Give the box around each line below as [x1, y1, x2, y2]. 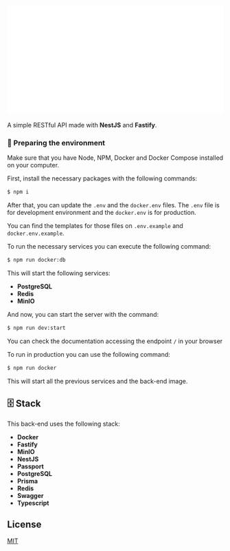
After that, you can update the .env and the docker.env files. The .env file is [7, 201, 220, 209]
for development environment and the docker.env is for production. [7, 209, 197, 217]
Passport [16, 462, 45, 470]
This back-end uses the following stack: [7, 419, 120, 428]
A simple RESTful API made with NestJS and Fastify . [7, 121, 157, 129]
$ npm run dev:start [7, 324, 67, 332]
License [7, 519, 42, 530]
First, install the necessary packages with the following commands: [7, 174, 198, 183]
